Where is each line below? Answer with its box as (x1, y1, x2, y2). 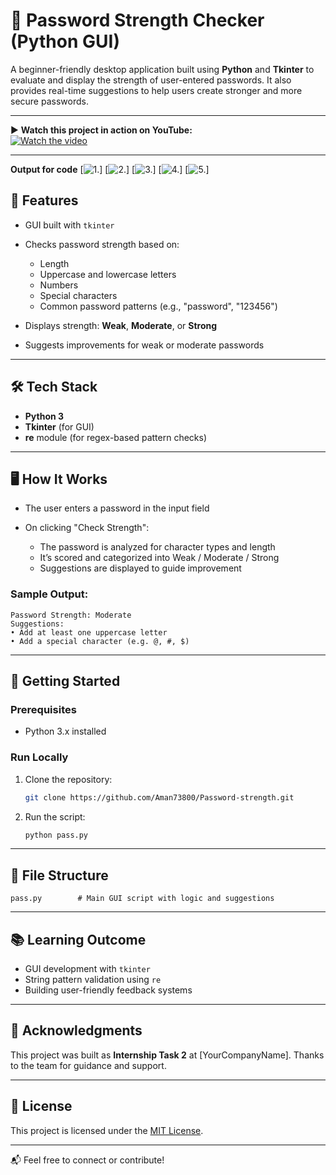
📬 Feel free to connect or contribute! (10, 1154, 165, 1166)
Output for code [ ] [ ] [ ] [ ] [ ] (10, 163, 210, 175)
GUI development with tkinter (24, 963, 151, 975)
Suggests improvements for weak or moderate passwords (24, 339, 265, 351)
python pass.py (24, 830, 89, 840)
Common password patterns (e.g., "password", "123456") (39, 300, 278, 312)
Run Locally (10, 750, 69, 764)
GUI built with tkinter (24, 219, 115, 231)
